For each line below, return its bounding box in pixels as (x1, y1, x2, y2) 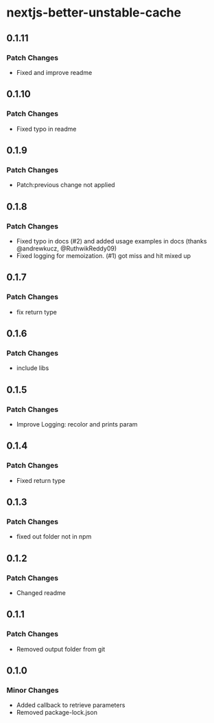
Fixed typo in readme (16, 125, 77, 133)
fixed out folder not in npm (16, 532, 92, 541)
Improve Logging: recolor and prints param (16, 420, 138, 428)
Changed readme (16, 589, 66, 597)
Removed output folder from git (16, 645, 106, 653)
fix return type (16, 307, 58, 316)
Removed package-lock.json (16, 709, 97, 717)
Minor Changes (6, 686, 59, 695)
